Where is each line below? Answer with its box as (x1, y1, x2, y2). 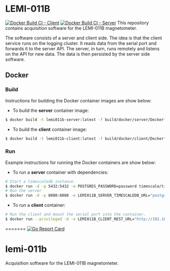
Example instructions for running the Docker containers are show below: (5, 159, 156, 166)
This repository (117, 20, 149, 26)
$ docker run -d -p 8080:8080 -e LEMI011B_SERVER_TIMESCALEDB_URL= (5, 193, 151, 198)
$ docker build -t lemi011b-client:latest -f (5, 136, 103, 141)
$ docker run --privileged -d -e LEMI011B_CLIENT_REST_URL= (5, 216, 135, 222)
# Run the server (5, 188, 42, 193)
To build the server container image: (12, 107, 89, 114)
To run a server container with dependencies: (12, 169, 109, 175)
